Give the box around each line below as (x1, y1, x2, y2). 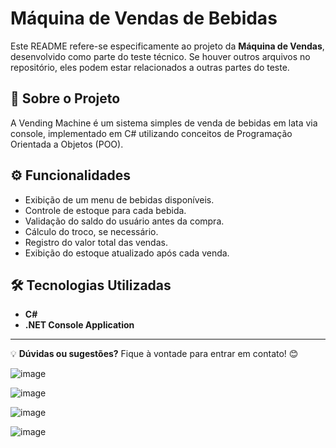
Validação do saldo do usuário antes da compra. (24, 215, 225, 227)
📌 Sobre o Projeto (10, 90, 121, 107)
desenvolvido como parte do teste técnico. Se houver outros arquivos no (10, 50, 311, 62)
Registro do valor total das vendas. (24, 236, 168, 248)
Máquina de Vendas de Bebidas (10, 7, 278, 30)
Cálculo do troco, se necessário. (24, 225, 159, 237)
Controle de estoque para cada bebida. (24, 204, 187, 216)
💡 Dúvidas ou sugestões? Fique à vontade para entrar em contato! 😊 (10, 348, 299, 360)
